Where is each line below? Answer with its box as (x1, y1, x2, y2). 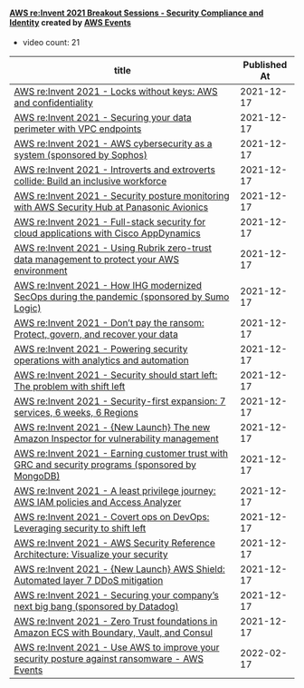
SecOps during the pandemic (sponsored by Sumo (14, 290, 230, 303)
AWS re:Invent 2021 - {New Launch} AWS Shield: (14, 563, 226, 575)
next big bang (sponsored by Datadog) (14, 600, 179, 613)
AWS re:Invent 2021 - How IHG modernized (14, 280, 202, 292)
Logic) (14, 302, 42, 315)
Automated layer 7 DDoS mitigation (14, 575, 164, 587)
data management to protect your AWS (14, 253, 179, 266)
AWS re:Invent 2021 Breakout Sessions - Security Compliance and (9, 7, 264, 18)
